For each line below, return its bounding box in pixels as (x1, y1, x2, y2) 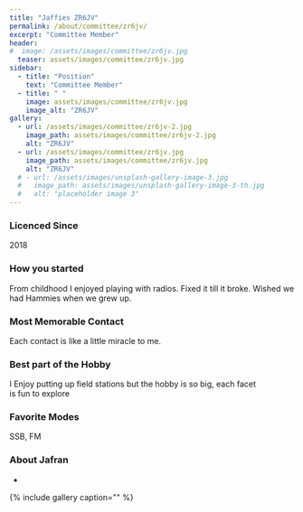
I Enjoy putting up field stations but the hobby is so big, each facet (9, 378, 256, 389)
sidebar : (9, 64, 43, 73)
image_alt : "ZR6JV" (25, 106, 99, 115)
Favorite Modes (9, 411, 80, 424)
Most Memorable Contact (9, 315, 125, 328)
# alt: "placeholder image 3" (17, 190, 140, 199)
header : (9, 38, 39, 48)
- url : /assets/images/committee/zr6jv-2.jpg (17, 123, 193, 132)
